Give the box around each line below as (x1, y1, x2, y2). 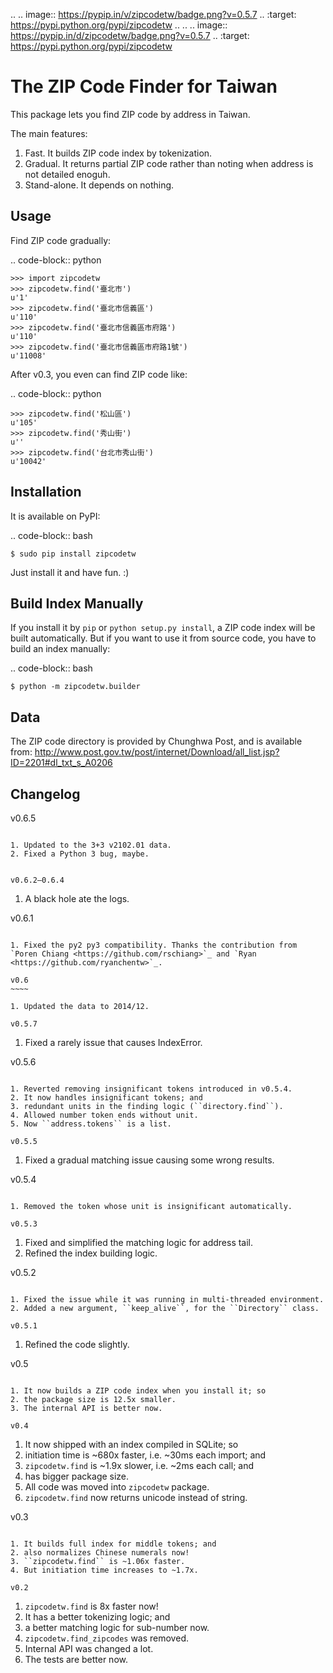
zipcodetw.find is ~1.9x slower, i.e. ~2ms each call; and (24, 1460, 254, 1471)
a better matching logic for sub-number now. (24, 1622, 210, 1633)
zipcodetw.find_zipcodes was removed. (24, 1632, 189, 1644)
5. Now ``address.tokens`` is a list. (10, 1119, 172, 1129)
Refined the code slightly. (24, 1339, 130, 1350)
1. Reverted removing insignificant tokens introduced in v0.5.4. (10, 1084, 293, 1094)
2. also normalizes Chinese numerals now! (10, 1548, 190, 1558)
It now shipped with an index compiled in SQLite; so (24, 1439, 239, 1450)
